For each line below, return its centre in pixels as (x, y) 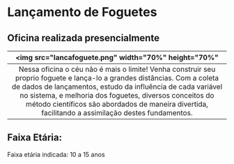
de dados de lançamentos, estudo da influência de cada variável (117, 87)
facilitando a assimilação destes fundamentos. (117, 113)
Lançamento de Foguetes (82, 12)
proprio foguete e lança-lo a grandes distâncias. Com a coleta (117, 78)
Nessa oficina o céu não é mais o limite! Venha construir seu (117, 69)
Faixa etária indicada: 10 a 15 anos (56, 154)
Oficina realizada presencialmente (84, 38)
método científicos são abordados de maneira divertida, (117, 104)
